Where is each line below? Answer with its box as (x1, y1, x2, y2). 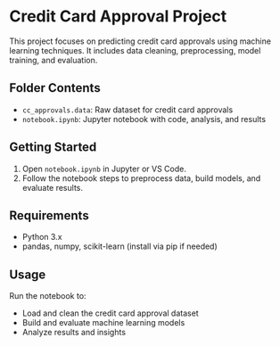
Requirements (9, 208, 89, 223)
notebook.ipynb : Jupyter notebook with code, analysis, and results (21, 113, 266, 124)
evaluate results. (21, 182, 83, 193)
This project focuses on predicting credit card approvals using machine (9, 36, 272, 46)
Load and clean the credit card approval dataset (21, 308, 199, 318)
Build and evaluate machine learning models (21, 317, 185, 328)
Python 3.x (21, 232, 62, 243)
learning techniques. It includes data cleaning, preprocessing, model (9, 45, 261, 55)
